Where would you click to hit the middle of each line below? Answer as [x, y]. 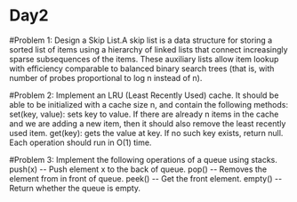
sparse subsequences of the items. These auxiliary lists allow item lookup [144, 59]
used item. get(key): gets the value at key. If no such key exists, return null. [146, 133]
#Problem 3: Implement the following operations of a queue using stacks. [144, 159]
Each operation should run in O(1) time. [80, 142]
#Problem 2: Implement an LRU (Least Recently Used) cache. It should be [144, 95]
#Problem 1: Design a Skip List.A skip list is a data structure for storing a [141, 40]
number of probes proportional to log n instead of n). [106, 77]
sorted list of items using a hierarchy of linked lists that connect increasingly [148, 49]
